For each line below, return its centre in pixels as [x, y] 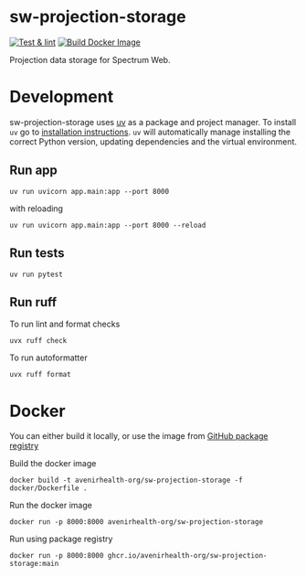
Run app [33, 171]
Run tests [37, 253]
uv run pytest [37, 274]
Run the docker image [51, 506]
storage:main [34, 564]
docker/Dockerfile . [49, 488]
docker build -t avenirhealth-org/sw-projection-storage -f [127, 481]
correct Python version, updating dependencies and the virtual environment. [153, 141]
